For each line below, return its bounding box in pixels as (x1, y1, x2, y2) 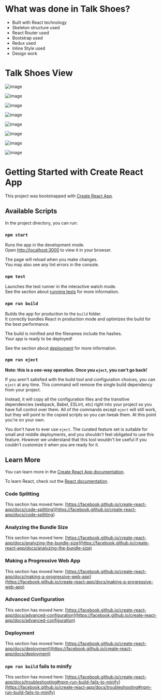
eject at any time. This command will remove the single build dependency (5, 382, 153, 387)
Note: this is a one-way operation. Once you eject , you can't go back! (5, 367, 147, 373)
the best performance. (5, 321, 50, 327)
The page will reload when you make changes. (5, 256, 98, 262)
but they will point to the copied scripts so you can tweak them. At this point (5, 412, 156, 418)
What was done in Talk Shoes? (5, 3, 131, 15)
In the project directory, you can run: (5, 220, 78, 226)
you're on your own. (5, 417, 45, 422)
